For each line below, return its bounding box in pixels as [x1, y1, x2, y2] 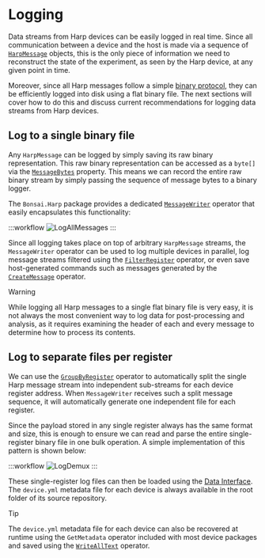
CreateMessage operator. [8, 271, 86, 281]
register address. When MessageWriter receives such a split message [8, 388, 233, 397]
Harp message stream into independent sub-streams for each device [8, 380, 233, 389]
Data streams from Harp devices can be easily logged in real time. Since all [8, 32, 253, 41]
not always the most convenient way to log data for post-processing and [8, 310, 245, 320]
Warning [8, 287, 36, 296]
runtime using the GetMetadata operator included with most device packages [8, 532, 257, 541]
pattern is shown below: [8, 446, 87, 455]
